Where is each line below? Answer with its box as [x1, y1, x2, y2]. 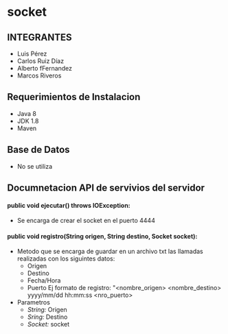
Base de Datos [7, 144, 70, 156]
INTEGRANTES [7, 32, 72, 43]
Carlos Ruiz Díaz [16, 57, 64, 65]
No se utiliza [16, 162, 53, 170]
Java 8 [16, 109, 36, 117]
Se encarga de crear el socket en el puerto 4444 [16, 217, 156, 225]
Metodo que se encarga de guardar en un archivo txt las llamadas [16, 248, 204, 256]
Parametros [16, 298, 50, 307]
